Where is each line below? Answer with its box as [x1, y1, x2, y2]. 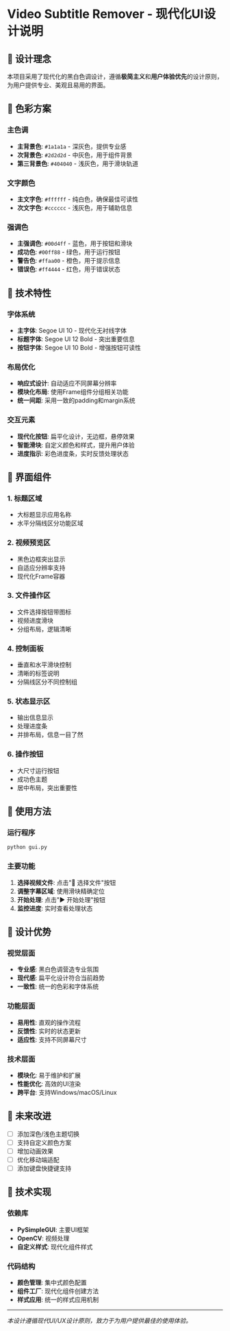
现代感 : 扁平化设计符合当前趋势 [16, 974, 105, 982]
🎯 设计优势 [7, 926, 51, 938]
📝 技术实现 [7, 1186, 51, 1198]
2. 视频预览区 [7, 538, 51, 548]
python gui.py [7, 844, 48, 851]
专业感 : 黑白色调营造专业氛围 [16, 965, 99, 973]
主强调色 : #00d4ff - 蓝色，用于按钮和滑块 [16, 240, 133, 248]
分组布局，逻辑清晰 [16, 625, 72, 633]
